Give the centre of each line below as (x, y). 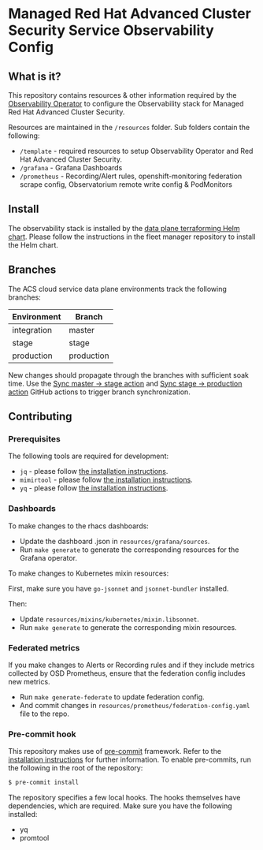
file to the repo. (44, 714)
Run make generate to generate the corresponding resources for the (129, 550)
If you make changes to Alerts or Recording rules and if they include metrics (131, 665)
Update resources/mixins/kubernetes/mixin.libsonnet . (109, 619)
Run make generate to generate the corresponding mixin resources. (128, 627)
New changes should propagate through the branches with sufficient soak (129, 375)
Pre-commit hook (42, 734)
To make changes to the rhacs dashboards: (79, 526)
